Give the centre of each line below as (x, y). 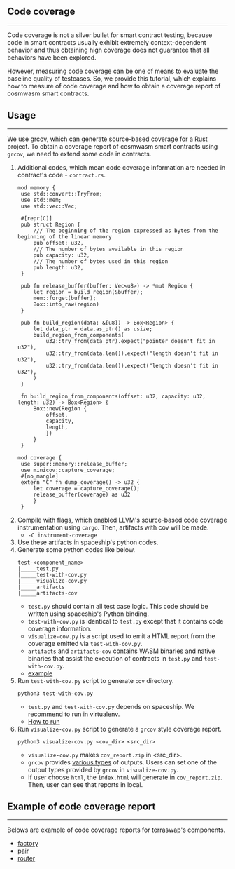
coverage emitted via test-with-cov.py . (85, 643)
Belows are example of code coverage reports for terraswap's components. (116, 830)
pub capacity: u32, (62, 255)
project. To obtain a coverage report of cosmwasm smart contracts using (113, 146)
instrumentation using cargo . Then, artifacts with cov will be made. (113, 527)
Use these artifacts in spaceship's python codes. (88, 542)
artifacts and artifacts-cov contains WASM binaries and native (121, 651)
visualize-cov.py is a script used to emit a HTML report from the (121, 636)
